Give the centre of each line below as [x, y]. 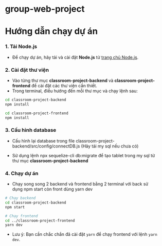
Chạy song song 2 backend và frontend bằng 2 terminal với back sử [80, 184]
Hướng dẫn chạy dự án [52, 31]
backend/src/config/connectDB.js [46, 146]
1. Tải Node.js [21, 46]
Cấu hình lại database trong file [43, 141]
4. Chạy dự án [22, 173]
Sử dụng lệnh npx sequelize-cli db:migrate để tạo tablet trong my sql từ [83, 155]
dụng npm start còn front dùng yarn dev [52, 189]
